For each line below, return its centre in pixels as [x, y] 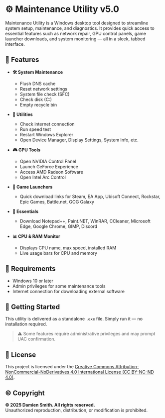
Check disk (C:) [36, 99]
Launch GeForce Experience [49, 166]
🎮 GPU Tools [26, 150]
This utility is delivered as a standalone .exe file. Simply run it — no [74, 319]
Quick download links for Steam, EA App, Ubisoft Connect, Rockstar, [90, 196]
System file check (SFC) [45, 94]
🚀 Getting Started [33, 307]
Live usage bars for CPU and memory [58, 253]
